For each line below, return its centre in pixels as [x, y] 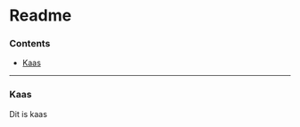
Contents [30, 44]
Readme [41, 16]
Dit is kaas [28, 114]
